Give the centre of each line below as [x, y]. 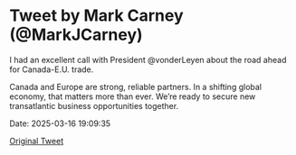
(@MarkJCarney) [76, 35]
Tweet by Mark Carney [96, 16]
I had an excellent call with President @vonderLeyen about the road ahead [148, 59]
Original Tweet [37, 141]
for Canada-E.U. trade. [52, 69]
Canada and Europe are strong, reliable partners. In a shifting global [136, 87]
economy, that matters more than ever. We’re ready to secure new [133, 96]
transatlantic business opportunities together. [94, 105]
